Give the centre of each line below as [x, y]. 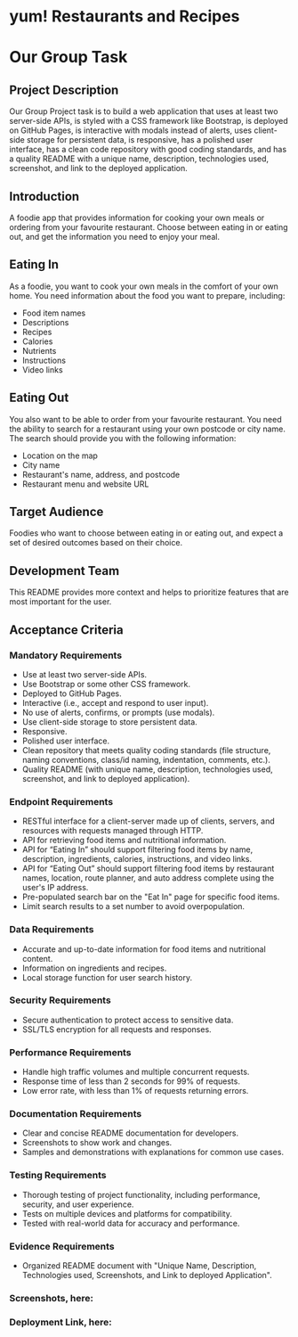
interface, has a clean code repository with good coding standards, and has [148, 150]
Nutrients [39, 350]
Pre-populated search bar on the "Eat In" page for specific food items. [151, 897]
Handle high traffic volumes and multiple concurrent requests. [136, 1072]
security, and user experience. [78, 1204]
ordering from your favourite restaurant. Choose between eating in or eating [149, 227]
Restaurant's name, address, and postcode [101, 474]
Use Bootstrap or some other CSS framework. [106, 684]
